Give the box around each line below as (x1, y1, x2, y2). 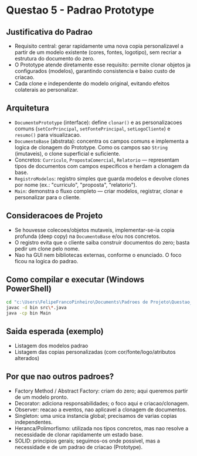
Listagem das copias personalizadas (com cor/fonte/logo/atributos (14, 348, 176, 356)
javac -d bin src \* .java (6, 305, 67, 311)
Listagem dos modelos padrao (14, 342, 89, 349)
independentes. (14, 418, 53, 425)
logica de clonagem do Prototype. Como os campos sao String (14, 143, 168, 150)
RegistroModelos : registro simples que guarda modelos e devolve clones (14, 175, 189, 182)
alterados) (14, 354, 40, 361)
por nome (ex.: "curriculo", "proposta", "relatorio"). (14, 181, 137, 188)
